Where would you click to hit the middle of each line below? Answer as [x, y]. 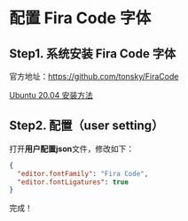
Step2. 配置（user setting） [86, 126]
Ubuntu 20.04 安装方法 [51, 95]
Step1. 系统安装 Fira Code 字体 [93, 53]
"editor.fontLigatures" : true [73, 182]
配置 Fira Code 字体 [80, 18]
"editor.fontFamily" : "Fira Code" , [83, 173]
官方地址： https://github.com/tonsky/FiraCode [94, 76]
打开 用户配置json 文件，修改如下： [72, 149]
